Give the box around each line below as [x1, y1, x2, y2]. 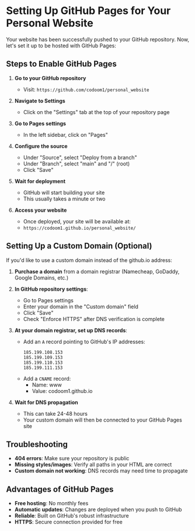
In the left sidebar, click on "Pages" [23, 131, 108, 138]
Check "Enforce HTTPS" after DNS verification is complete [23, 315, 165, 322]
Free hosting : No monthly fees [14, 500, 89, 507]
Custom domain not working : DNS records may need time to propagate [14, 467, 188, 474]
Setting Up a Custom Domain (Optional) [6, 241, 153, 251]
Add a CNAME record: [23, 375, 71, 382]
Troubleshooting [6, 439, 68, 449]
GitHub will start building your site [23, 189, 105, 196]
